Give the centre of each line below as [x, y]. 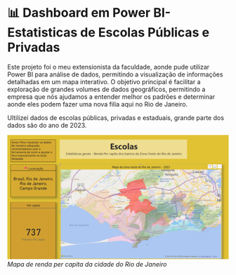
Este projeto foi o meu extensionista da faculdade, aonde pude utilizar [109, 67]
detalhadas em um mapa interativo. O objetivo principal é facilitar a [104, 81]
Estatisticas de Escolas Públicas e [108, 33]
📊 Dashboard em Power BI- [89, 13]
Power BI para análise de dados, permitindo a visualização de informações [115, 74]
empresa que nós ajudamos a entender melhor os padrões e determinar [111, 96]
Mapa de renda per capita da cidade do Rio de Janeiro [87, 264]
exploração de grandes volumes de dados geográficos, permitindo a [106, 89]
